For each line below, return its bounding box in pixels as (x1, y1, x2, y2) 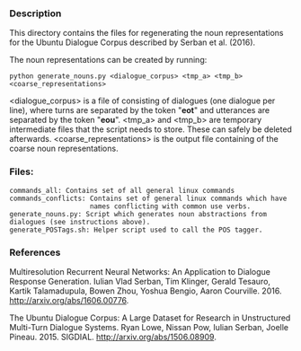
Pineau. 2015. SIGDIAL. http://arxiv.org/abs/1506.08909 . (9, 331, 217, 342)
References (9, 246, 61, 259)
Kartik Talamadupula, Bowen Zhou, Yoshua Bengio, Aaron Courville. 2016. (9, 285, 282, 296)
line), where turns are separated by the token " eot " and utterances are (9, 105, 270, 116)
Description (9, 7, 62, 20)
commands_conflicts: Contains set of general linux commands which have (9, 194, 288, 203)
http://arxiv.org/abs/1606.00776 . (9, 294, 129, 305)
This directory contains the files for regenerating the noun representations (9, 28, 284, 39)
